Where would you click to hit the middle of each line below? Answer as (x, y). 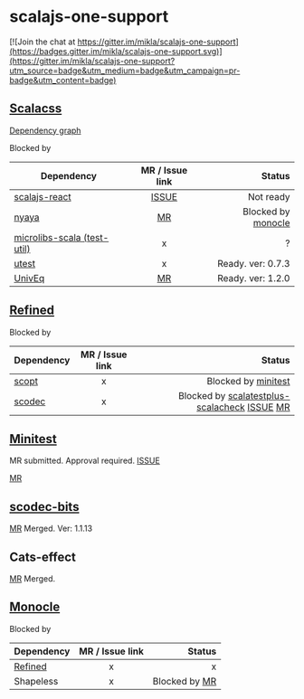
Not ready (269, 196)
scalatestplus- (259, 395)
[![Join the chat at (43, 42)
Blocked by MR (185, 681)
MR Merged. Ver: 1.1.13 (51, 529)
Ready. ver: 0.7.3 (253, 263)
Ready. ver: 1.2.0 (253, 278)
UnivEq (29, 278)
